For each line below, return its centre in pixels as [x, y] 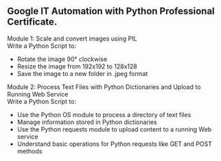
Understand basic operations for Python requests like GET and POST [115, 144]
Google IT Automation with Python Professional [111, 11]
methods [30, 151]
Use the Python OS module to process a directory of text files [104, 114]
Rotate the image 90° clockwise [62, 59]
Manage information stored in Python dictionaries [87, 122]
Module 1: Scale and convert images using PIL [72, 38]
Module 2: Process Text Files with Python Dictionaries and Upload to [104, 87]
